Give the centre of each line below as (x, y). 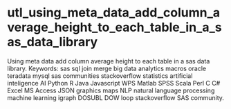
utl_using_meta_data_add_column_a (113, 13)
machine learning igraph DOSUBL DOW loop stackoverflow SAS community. (116, 97)
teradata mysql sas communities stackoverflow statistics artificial (100, 76)
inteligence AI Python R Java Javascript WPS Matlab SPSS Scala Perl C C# (114, 83)
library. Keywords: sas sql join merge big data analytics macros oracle (107, 68)
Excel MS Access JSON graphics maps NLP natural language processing (111, 90)
